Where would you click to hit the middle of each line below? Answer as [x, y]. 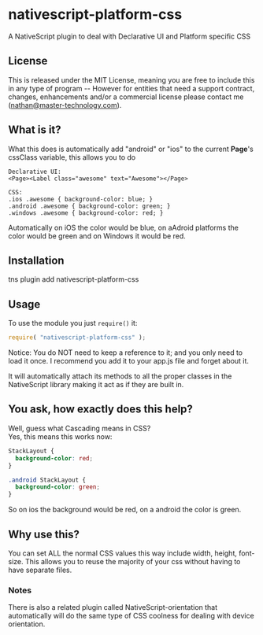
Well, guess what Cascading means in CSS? [80, 428]
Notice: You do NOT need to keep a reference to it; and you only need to [126, 353]
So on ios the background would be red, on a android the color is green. [125, 510]
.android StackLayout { [47, 480]
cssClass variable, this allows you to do [72, 157]
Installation [36, 260]
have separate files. [40, 570]
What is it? [35, 130]
